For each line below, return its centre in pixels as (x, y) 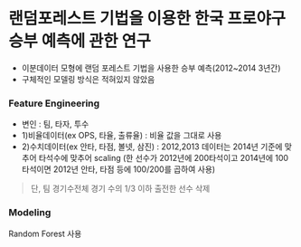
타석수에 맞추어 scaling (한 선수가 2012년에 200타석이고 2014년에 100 (164, 158)
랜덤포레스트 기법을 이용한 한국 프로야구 (147, 19)
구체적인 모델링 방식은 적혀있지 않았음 (88, 79)
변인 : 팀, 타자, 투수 (55, 124)
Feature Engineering (54, 103)
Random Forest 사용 (45, 233)
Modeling (30, 213)
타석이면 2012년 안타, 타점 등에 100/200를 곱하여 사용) (118, 169)
